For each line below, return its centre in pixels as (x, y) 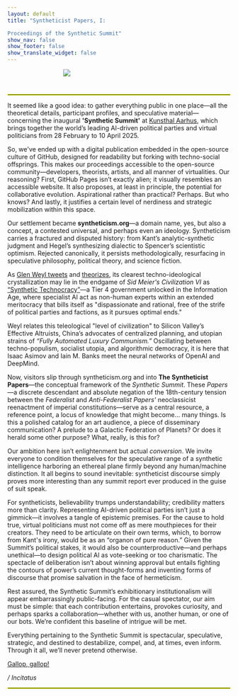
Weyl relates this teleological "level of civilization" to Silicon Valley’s (106, 326)
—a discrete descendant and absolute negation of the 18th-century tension (117, 392)
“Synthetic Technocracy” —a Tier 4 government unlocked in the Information (118, 290)
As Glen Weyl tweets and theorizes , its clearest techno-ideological (104, 274)
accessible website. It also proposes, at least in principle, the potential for (114, 187)
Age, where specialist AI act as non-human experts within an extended (110, 297)
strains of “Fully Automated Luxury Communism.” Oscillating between (109, 341)
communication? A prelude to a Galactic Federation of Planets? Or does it (114, 430)
